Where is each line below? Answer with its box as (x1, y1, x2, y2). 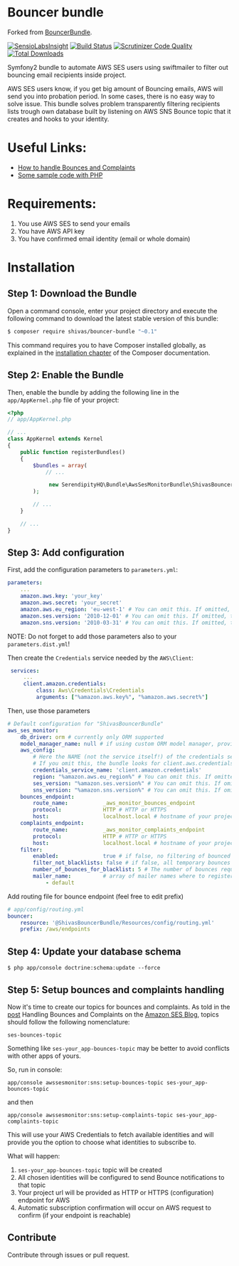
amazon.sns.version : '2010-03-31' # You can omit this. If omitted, (20, 619, 228, 626)
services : (10, 667, 40, 674)
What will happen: (7, 1151, 60, 1160)
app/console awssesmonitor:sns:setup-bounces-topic (7, 1079, 164, 1086)
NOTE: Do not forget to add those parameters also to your (7, 632, 177, 640)
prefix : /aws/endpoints (20, 925, 91, 933)
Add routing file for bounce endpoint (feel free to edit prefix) (7, 892, 184, 901)
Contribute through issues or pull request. (7, 1250, 130, 1259)
